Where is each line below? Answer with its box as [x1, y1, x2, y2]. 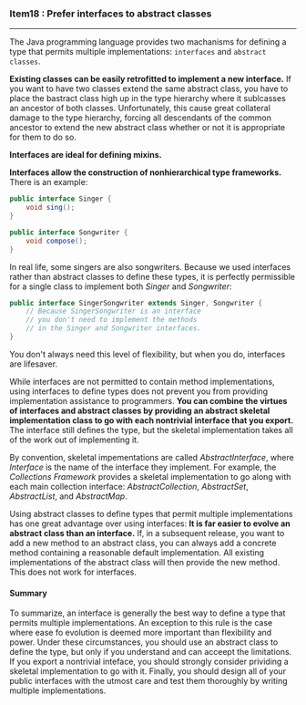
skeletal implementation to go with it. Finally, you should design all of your [9, 666, 287, 677]
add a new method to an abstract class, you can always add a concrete [9, 537, 277, 548]
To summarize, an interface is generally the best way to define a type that [9, 607, 286, 618]
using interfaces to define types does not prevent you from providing [9, 386, 269, 397]
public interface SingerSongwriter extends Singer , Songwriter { [9, 298, 262, 307]
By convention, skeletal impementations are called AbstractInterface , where [9, 451, 294, 462]
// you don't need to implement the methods [25, 316, 198, 325]
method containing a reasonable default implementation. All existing [9, 546, 265, 558]
